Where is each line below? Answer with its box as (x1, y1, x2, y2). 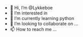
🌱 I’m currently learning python (10, 15, 74, 21)
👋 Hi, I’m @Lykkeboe (10, 5, 53, 10)
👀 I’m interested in (10, 10, 48, 16)
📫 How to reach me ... (10, 26, 57, 32)
